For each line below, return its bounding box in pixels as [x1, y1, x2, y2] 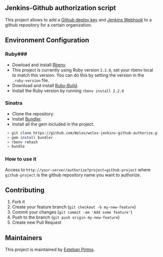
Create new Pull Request [12, 220, 62, 225]
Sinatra [5, 100, 23, 107]
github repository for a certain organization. [5, 22, 92, 28]
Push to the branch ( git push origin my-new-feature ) [12, 214, 120, 220]
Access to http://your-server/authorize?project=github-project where [5, 166, 151, 172]
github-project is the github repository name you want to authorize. [5, 172, 142, 178]
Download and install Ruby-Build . [12, 82, 79, 88]
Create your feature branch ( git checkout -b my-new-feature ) [12, 204, 136, 210]
